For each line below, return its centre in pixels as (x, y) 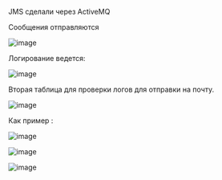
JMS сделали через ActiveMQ (59, 12)
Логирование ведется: (47, 58)
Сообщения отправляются (54, 27)
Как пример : (31, 121)
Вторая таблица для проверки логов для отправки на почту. (111, 89)
